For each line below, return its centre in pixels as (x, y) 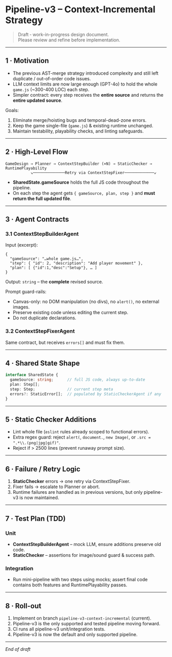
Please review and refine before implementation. (69, 40)
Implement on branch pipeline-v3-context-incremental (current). (82, 618)
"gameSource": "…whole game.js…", (47, 259)
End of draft (18, 649)
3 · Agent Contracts (37, 219)
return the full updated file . (42, 199)
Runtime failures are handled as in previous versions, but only (78, 492)
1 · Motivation (27, 61)
